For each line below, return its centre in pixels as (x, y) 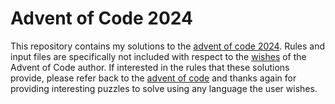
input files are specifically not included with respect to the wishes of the (158, 56)
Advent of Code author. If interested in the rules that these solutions (150, 67)
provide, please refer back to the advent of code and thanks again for (153, 78)
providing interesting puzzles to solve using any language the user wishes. (164, 88)
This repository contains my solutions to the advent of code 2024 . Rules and (168, 46)
